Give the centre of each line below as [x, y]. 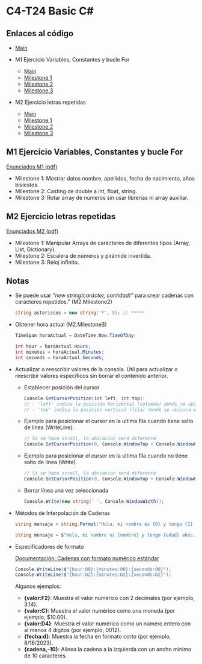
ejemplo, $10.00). [45, 618]
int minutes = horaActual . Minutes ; [60, 352]
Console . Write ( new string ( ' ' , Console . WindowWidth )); [94, 501]
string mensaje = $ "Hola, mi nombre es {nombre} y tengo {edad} [97, 535]
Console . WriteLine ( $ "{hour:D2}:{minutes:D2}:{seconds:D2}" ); [93, 575]
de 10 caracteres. [45, 656]
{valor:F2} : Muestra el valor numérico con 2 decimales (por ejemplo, [109, 598]
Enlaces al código [40, 34]
